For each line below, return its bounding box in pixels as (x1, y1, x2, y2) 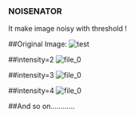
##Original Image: (8, 39, 68, 49)
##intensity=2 (8, 54, 54, 65)
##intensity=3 (8, 71, 54, 80)
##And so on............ (8, 102, 75, 111)
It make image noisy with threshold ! (8, 24, 128, 34)
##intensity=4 (8, 86, 54, 95)
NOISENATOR (8, 6, 62, 17)
